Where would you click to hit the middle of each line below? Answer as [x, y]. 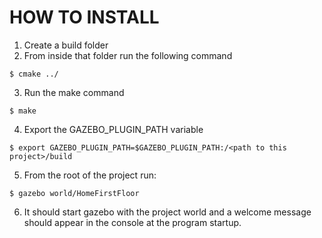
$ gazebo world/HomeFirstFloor [74, 193]
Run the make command [74, 92]
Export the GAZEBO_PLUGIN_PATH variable [113, 129]
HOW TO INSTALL [84, 17]
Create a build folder [66, 45]
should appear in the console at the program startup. [132, 222]
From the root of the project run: [90, 175]
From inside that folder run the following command [128, 55]
